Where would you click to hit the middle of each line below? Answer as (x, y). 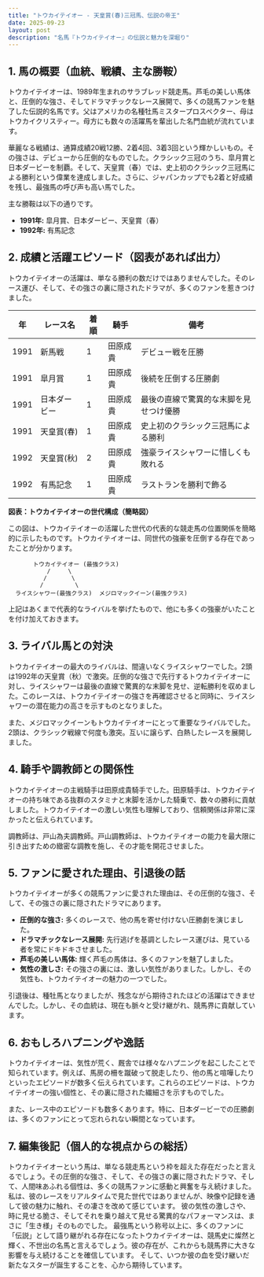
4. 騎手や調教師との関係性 (71, 769)
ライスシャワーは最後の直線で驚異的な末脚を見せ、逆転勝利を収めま (139, 686)
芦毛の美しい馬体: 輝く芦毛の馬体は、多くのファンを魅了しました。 (128, 959)
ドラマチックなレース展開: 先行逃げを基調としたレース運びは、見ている (135, 939)
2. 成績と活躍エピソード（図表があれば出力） (117, 258)
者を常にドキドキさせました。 (68, 950)
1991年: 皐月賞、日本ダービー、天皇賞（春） (91, 220)
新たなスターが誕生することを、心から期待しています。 (97, 1264)
